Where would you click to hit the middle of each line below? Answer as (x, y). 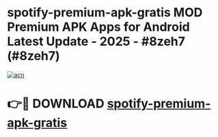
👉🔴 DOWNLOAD (56, 104)
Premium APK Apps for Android (98, 27)
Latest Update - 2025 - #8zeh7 (96, 42)
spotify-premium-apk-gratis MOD (105, 13)
